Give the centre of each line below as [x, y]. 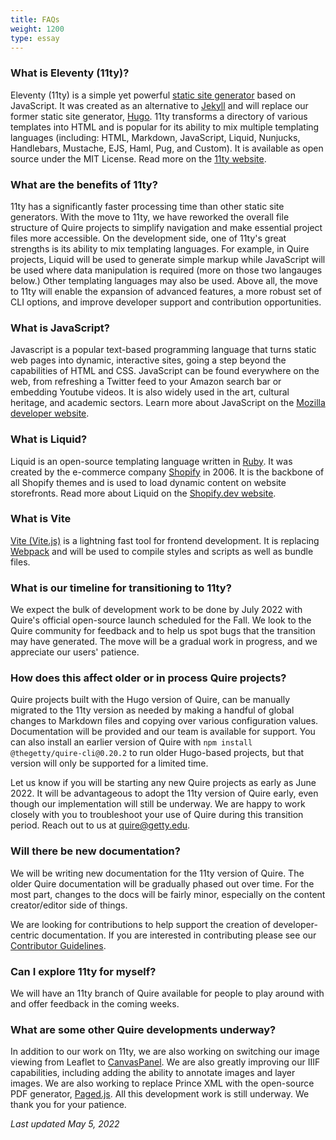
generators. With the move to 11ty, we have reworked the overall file [150, 217]
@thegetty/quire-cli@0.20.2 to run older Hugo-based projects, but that [157, 753]
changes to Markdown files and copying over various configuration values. [164, 721]
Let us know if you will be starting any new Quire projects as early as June [163, 783]
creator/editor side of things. [69, 905]
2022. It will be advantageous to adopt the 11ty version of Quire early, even [164, 793]
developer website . [50, 413]
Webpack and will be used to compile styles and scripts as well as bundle [162, 551]
